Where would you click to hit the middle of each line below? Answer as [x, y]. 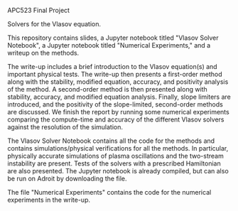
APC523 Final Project [38, 10]
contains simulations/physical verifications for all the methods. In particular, [118, 148]
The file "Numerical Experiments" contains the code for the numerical [109, 192]
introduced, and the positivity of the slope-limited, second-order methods [115, 104]
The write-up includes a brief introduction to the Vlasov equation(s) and [113, 66]
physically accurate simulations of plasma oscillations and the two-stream [115, 156]
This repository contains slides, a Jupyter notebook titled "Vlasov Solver [113, 38]
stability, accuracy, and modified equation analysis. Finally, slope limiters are [119, 97]
